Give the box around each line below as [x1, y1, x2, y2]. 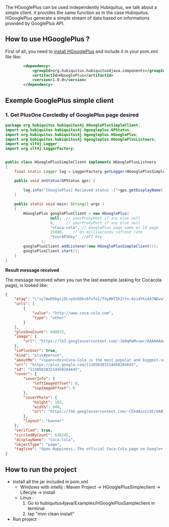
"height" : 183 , [32, 399, 64, 405]
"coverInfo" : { [23, 376, 55, 381]
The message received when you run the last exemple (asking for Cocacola [5, 277, 162, 283]
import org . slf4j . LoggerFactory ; [5, 146, 75, 151]
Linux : [20, 494, 34, 501]
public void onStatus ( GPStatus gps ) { [14, 178, 96, 183]
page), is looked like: [5, 282, 48, 288]
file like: [5, 53, 22, 60]
